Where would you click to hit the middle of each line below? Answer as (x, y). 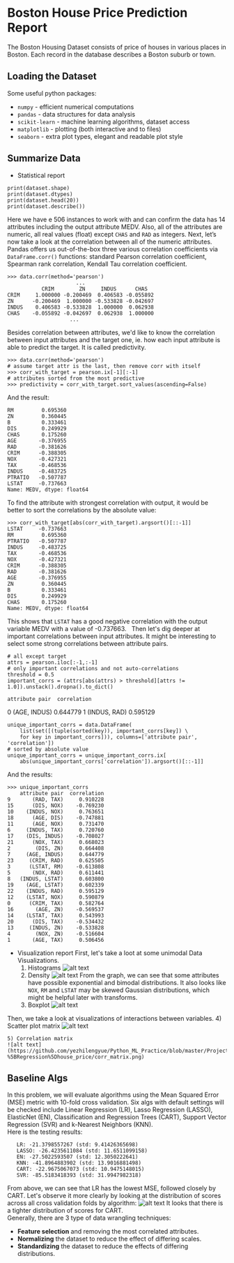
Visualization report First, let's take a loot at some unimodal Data (110, 953)
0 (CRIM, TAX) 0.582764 (56, 903)
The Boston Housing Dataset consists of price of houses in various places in (117, 47)
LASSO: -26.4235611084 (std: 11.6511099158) (82, 1151)
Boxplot (39, 1005)
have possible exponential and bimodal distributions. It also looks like (127, 982)
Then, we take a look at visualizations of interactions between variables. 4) (115, 1018)
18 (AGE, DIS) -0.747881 (56, 818)
